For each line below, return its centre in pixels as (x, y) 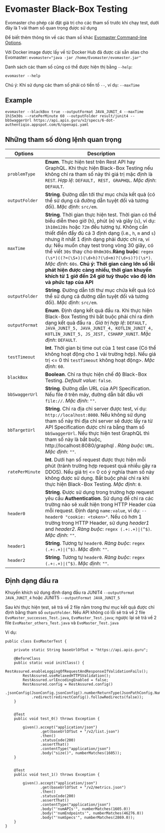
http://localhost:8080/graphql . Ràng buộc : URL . (100, 445)
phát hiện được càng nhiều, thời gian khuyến (98, 270)
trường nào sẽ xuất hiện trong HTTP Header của (100, 504)
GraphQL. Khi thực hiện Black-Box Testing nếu (99, 168)
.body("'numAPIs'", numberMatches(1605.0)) (85, 809)
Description (101, 153)
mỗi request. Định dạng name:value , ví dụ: (93, 510)
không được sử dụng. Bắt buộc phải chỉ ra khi (97, 478)
